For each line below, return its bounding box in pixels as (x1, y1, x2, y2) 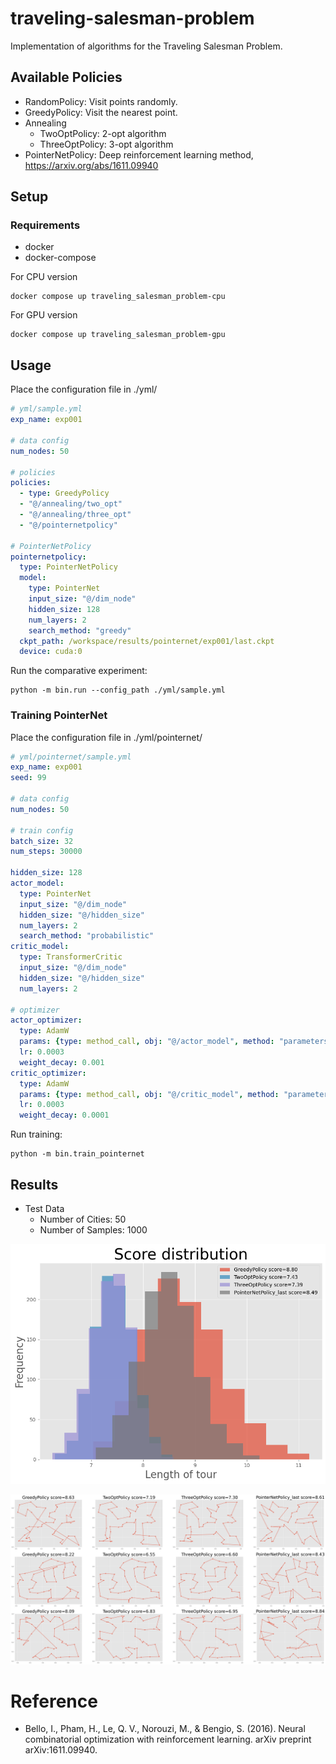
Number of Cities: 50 (39, 1213, 127, 1225)
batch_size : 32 (10, 836, 74, 846)
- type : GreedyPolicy (19, 488, 110, 499)
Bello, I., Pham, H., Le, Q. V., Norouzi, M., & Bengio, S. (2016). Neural (24, 1723, 306, 1735)
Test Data (24, 1202, 65, 1214)
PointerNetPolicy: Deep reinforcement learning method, (24, 148, 254, 161)
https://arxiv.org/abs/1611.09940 (24, 159, 159, 171)
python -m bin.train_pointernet (10, 1149, 145, 1159)
